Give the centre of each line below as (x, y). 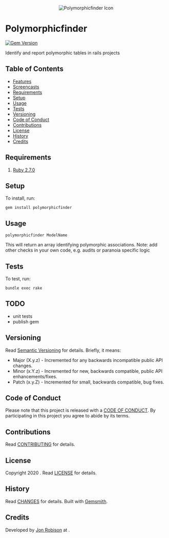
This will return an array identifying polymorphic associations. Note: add (81, 245)
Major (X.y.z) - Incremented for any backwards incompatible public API (88, 360)
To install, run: (20, 198)
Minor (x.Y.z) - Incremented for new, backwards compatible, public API (88, 371)
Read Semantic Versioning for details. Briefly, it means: (63, 350)
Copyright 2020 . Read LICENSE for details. (51, 473)
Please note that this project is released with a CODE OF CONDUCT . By (81, 410)
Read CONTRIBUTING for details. (40, 445)
